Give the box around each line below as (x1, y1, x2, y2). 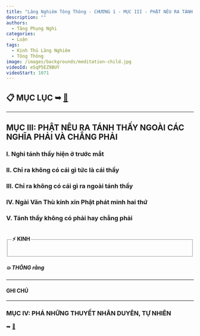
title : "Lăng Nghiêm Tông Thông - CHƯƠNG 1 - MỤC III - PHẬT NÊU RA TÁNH (6, 8, 193, 15)
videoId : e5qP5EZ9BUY (6, 64, 60, 70)
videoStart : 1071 (6, 70, 49, 76)
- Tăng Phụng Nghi (11, 25, 58, 32)
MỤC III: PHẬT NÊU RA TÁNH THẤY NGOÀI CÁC (6, 123, 185, 133)
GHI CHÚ (6, 287, 29, 294)
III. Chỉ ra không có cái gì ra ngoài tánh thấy (6, 182, 133, 190)
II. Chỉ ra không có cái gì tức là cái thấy (6, 166, 120, 174)
